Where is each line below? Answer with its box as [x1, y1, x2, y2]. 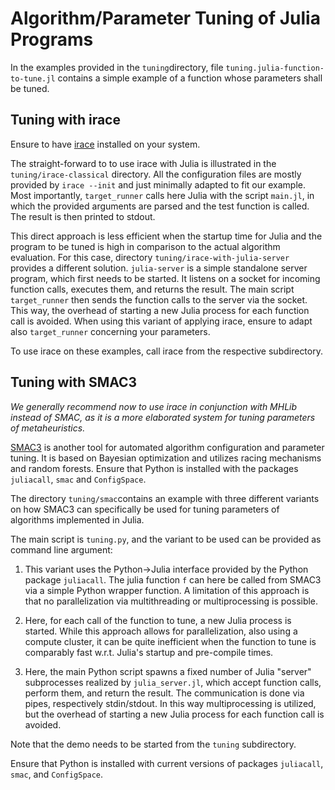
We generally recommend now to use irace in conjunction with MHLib [10, 400, 298, 412]
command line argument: [10, 543, 113, 556]
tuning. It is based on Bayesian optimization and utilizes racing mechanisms [10, 452, 322, 464]
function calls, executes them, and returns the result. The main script [10, 283, 295, 295]
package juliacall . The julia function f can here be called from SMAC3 [24, 573, 322, 586]
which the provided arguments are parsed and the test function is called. [10, 200, 310, 212]
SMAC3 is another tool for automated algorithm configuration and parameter [10, 441, 325, 453]
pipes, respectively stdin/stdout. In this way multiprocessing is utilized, [24, 697, 317, 709]
